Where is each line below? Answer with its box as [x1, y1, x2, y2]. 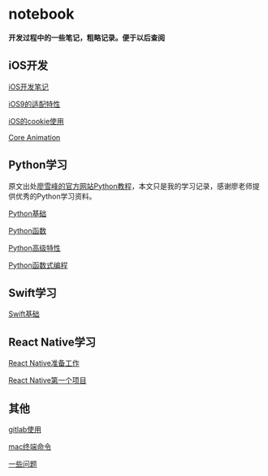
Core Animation [8, 132, 61, 142]
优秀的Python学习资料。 [15, 191, 97, 201]
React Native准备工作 [8, 358, 80, 368]
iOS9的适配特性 [8, 99, 61, 109]
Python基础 [8, 208, 47, 218]
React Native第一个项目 [8, 375, 87, 385]
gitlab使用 [8, 425, 42, 434]
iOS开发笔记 [8, 82, 50, 92]
